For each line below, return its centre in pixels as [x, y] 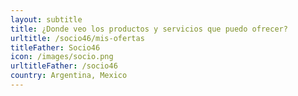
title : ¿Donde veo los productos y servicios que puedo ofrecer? [149, 29]
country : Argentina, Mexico [69, 76]
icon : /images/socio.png [62, 57]
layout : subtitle [46, 19]
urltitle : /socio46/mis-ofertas [77, 38]
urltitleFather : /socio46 [64, 66]
